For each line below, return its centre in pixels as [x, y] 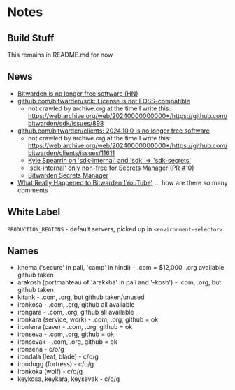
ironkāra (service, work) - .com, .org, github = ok [88, 319]
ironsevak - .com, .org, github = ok [67, 342]
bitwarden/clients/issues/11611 [71, 153]
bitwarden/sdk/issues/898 [66, 123]
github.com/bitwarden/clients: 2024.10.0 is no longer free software [113, 131]
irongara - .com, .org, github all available [76, 312]
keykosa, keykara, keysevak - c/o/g [69, 379]
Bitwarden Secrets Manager [68, 175]
